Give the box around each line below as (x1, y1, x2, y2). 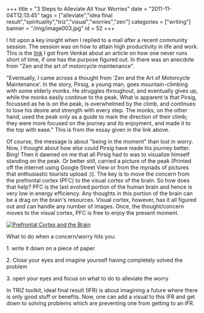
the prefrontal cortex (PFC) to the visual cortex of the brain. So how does (6, 177, 190, 184)
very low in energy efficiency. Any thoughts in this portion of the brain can (6, 190, 193, 197)
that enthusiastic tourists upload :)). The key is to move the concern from (6, 170, 190, 178)
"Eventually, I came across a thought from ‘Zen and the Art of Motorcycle (6, 74, 191, 81)
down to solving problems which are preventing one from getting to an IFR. (6, 300, 195, 307)
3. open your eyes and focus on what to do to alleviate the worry (6, 275, 169, 282)
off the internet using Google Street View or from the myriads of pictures (6, 164, 189, 171)
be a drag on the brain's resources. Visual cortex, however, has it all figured (6, 196, 197, 203)
